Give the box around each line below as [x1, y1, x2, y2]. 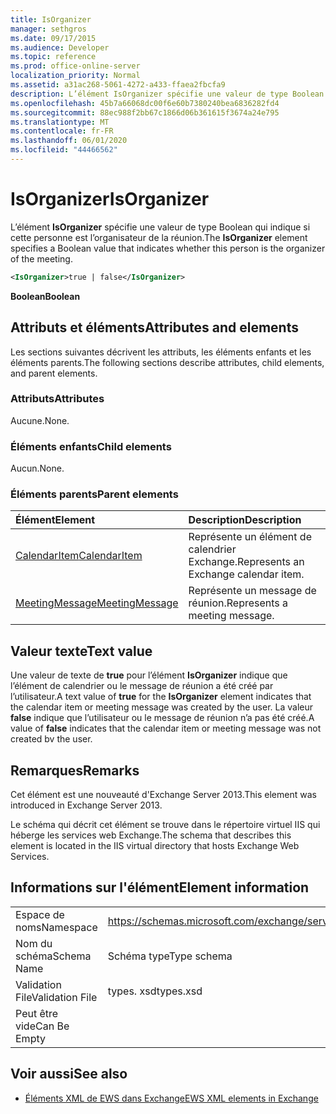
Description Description [188, 513, 302, 527]
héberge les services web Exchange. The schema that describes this [10, 829, 292, 841]
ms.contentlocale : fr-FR [10, 126, 114, 136]
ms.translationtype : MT [10, 117, 110, 127]
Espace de [15, 907, 65, 921]
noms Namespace [15, 920, 98, 934]
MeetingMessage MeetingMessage [15, 596, 179, 610]
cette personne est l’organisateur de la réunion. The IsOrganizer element [10, 231, 308, 243]
